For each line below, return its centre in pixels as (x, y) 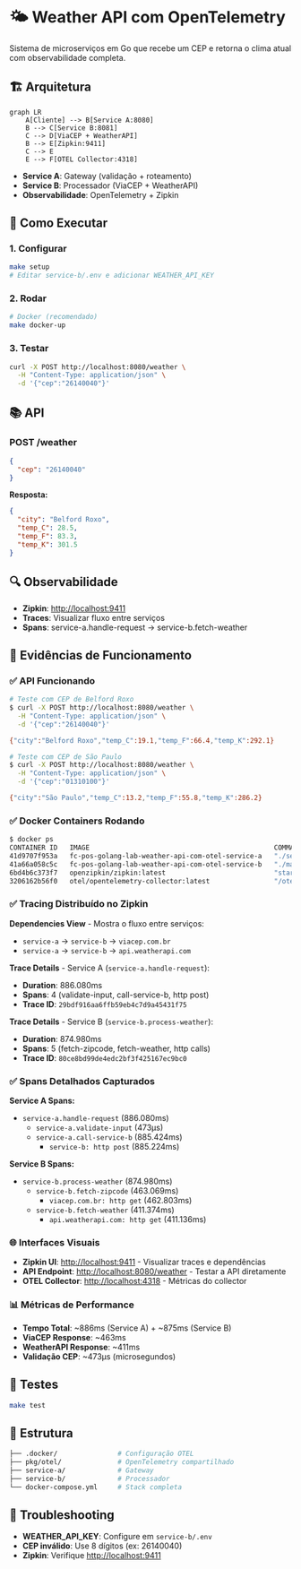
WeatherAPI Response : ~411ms (81, 1347)
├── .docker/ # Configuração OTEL (102, 1454)
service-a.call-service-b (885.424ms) (109, 1137)
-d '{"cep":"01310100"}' (64, 782)
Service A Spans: (42, 1101)
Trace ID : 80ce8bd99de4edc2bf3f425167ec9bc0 (104, 1057)
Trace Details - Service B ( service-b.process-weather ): (111, 1022)
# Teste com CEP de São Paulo (66, 757)
